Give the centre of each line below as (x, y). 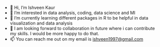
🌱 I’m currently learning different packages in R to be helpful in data (79, 18)
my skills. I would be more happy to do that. (54, 34)
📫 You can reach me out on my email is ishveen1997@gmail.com (77, 39)
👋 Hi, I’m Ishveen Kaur (33, 8)
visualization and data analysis (41, 23)
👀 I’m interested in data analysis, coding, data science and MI (73, 13)
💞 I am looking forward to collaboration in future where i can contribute (82, 28)
